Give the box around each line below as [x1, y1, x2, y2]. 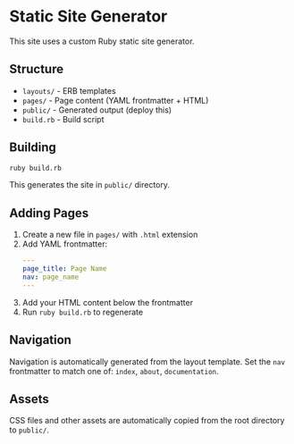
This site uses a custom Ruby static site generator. [9, 36, 195, 46]
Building [9, 140, 56, 155]
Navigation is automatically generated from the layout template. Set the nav [9, 356, 286, 367]
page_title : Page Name [21, 264, 107, 273]
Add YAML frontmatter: [21, 239, 108, 249]
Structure [9, 62, 64, 77]
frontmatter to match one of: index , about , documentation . [9, 365, 219, 376]
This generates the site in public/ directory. [9, 180, 171, 190]
